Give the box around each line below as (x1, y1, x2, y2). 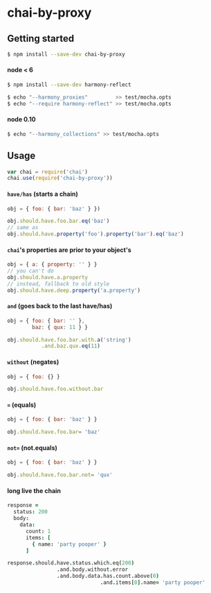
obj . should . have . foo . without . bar (7, 385, 104, 393)
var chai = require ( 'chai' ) (7, 168, 89, 175)
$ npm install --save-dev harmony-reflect (7, 81, 131, 88)
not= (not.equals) (7, 443, 57, 452)
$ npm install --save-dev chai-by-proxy (7, 51, 126, 58)
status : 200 (13, 508, 48, 515)
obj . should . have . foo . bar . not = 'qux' (7, 471, 113, 478)
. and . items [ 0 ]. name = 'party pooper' (100, 579, 206, 586)
